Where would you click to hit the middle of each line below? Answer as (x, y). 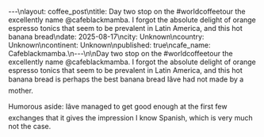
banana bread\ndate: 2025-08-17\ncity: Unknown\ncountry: (106, 36)
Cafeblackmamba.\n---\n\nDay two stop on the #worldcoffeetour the (121, 53)
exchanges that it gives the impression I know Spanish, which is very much (130, 118)
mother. (21, 91)
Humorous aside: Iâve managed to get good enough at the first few (118, 107)
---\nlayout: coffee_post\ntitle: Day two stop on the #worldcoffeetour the (127, 11)
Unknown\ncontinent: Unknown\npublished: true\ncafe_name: (109, 45)
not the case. (30, 126)
